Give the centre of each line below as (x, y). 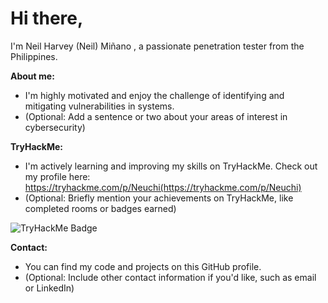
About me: (32, 76)
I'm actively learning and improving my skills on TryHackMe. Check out (171, 166)
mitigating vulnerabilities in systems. (99, 106)
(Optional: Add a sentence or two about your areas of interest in (156, 116)
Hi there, (47, 18)
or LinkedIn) (49, 288)
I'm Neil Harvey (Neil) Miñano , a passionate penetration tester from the (157, 46)
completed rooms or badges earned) (100, 208)
